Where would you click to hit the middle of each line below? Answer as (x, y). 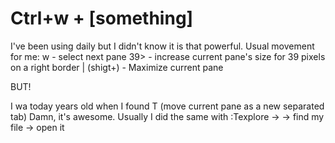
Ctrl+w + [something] (102, 18)
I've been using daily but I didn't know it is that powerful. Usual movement (162, 46)
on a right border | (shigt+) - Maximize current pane (117, 67)
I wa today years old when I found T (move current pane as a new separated (167, 106)
